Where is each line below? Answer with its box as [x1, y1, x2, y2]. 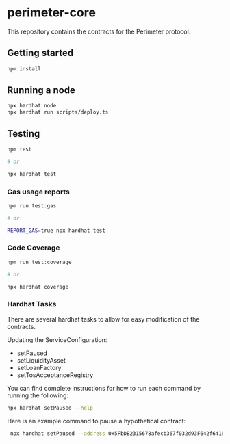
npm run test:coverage [7, 259, 72, 265]
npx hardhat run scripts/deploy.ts [7, 109, 109, 116]
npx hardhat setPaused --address [10, 430, 106, 437]
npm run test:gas [7, 202, 57, 209]
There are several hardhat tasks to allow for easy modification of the [7, 315, 200, 323]
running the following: [7, 391, 69, 400]
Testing [7, 128, 40, 140]
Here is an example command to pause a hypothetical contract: [7, 417, 186, 425]
